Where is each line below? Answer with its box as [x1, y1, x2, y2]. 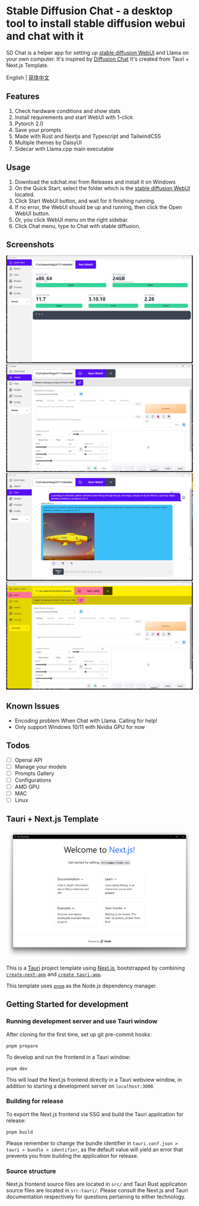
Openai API [14, 756, 43, 763]
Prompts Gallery [14, 769, 54, 776]
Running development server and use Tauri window [6, 1017, 158, 1025]
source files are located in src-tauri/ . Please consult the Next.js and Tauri [6, 1187, 188, 1194]
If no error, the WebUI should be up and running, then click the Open [14, 203, 182, 210]
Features [6, 91, 40, 102]
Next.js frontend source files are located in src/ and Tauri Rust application [6, 1180, 187, 1188]
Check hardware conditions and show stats [14, 107, 121, 114]
